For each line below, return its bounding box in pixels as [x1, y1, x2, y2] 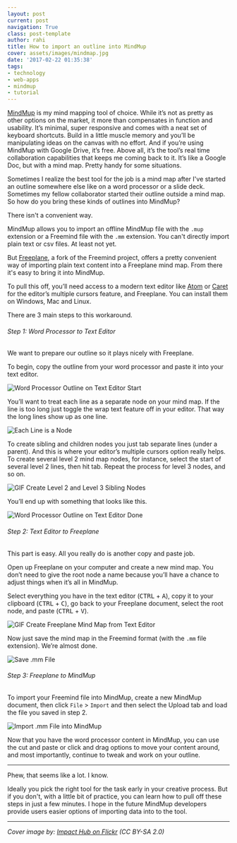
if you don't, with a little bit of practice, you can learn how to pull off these [7, 792, 222, 801]
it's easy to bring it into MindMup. [7, 269, 105, 277]
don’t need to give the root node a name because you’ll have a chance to [7, 570, 219, 579]
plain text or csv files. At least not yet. [7, 240, 117, 248]
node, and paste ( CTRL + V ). [7, 606, 90, 615]
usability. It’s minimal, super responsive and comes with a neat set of [7, 124, 207, 132]
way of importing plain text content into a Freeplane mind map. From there [7, 261, 223, 269]
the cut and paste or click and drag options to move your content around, [7, 743, 220, 751]
